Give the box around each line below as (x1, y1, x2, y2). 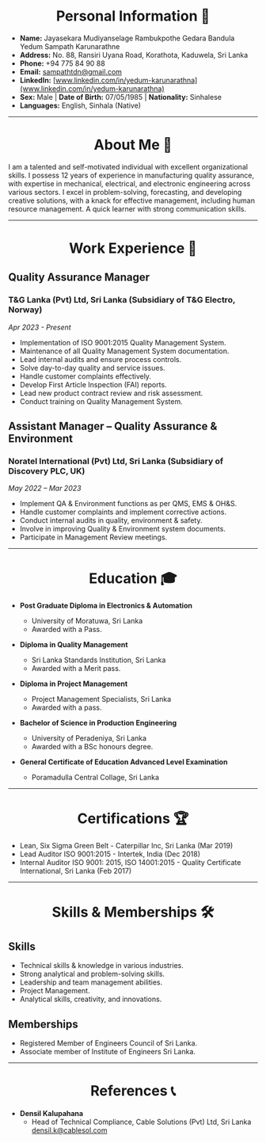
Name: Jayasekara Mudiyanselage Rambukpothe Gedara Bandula (19, 33, 235, 43)
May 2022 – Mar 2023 (8, 483, 82, 493)
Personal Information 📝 (55, 7, 211, 25)
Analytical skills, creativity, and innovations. (19, 994, 162, 1004)
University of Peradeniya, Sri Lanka (31, 733, 147, 743)
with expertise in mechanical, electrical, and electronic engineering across (8, 178, 251, 189)
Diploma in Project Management (19, 679, 128, 688)
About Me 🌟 (93, 136, 173, 154)
